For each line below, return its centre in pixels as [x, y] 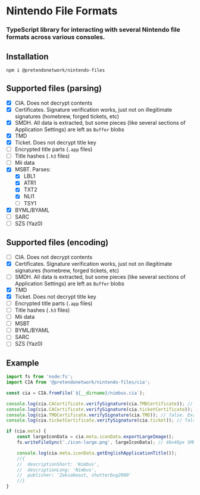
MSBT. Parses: [33, 170]
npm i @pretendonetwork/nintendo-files [56, 70]
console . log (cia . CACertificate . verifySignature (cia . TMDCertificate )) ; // [100, 404]
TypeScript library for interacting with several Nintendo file [93, 30]
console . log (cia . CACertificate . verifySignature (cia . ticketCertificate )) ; [100, 409]
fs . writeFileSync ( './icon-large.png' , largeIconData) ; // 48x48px [101, 442]
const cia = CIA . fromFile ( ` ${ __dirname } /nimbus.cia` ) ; [76, 393]
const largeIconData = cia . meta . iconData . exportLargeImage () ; [96, 437]
